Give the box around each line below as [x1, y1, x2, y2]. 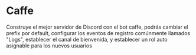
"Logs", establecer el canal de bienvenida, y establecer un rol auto [6, 36, 168, 43]
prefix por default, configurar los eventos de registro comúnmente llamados [6, 29, 191, 36]
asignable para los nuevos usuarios [6, 42, 93, 49]
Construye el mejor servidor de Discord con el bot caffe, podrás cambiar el [6, 23, 188, 30]
